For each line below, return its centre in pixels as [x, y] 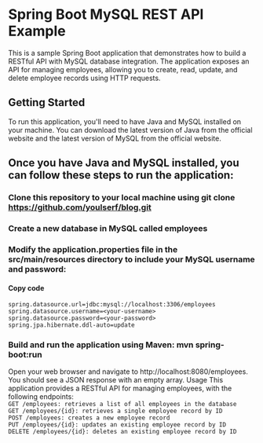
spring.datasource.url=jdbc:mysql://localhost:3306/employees [112, 305]
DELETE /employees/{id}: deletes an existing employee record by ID [122, 432]
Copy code [26, 287]
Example [37, 31]
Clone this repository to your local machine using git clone [122, 198]
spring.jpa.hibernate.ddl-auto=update [71, 325]
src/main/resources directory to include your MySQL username [131, 259]
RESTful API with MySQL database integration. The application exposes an [129, 61]
